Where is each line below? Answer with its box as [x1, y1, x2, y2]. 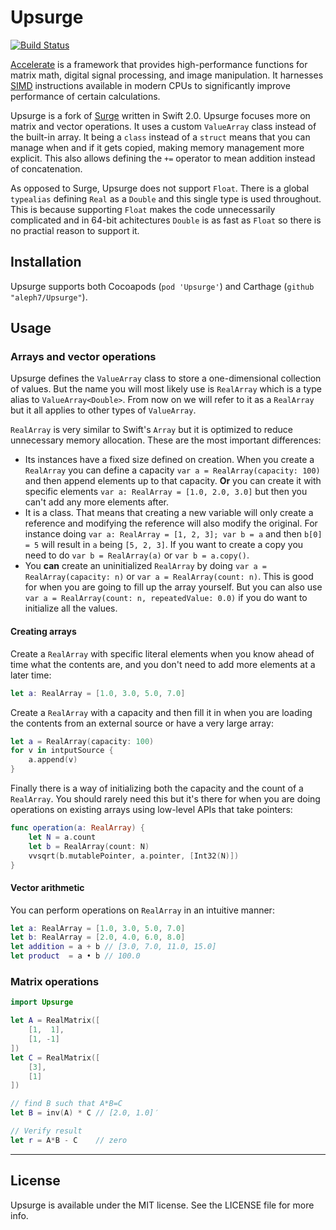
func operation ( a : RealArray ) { [10, 823, 145, 833]
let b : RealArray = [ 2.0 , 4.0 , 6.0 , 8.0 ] [10, 932, 186, 943]
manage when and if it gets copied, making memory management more [10, 141, 305, 153]
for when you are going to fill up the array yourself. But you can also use [24, 581, 323, 593]
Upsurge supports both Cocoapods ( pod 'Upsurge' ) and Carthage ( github [10, 280, 315, 292]
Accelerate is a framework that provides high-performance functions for [10, 58, 308, 70]
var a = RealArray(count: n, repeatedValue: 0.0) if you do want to [24, 592, 308, 604]
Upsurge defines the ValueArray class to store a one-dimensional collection [10, 372, 322, 385]
